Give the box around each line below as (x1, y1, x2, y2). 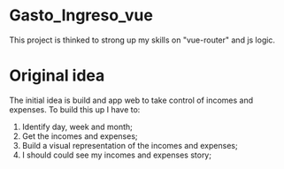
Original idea (9, 65, 105, 86)
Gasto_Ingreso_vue (9, 5, 153, 26)
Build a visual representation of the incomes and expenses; (21, 140, 238, 150)
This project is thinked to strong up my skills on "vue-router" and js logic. (9, 35, 276, 45)
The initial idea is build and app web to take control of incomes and (9, 95, 254, 105)
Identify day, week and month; (21, 121, 133, 132)
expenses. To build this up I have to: (9, 104, 141, 115)
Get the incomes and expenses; (21, 130, 138, 142)
